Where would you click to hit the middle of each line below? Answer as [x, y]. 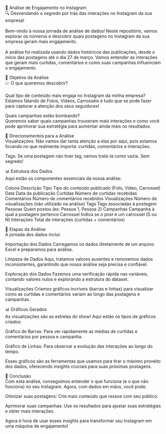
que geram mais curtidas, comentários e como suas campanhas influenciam [83, 63]
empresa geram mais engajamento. [41, 41]
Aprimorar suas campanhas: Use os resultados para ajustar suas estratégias [83, 406]
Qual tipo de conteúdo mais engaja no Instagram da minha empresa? [75, 95]
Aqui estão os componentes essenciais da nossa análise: [63, 178]
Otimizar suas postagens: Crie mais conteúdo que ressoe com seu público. [82, 396]
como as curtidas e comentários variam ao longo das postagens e [73, 294]
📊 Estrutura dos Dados [29, 171]
